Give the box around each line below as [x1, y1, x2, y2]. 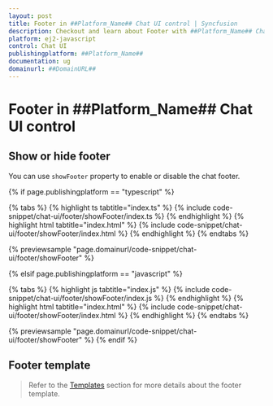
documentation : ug [8, 58, 71, 66]
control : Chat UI [8, 42, 67, 50]
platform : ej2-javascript [8, 34, 96, 43]
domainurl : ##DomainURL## [8, 65, 96, 73]
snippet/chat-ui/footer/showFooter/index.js [8, 293, 153, 303]
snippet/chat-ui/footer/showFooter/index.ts [8, 211, 153, 220]
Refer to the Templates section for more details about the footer [28, 380, 242, 390]
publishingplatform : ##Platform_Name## [8, 50, 144, 58]
